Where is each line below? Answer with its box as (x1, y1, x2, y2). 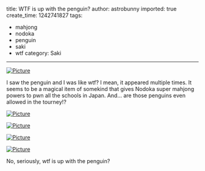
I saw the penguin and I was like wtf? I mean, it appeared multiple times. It (6, 79, 192, 86)
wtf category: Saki (15, 49, 62, 57)
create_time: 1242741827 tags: (6, 12, 83, 19)
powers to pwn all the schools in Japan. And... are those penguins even (6, 92, 186, 99)
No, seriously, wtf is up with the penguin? (6, 158, 110, 164)
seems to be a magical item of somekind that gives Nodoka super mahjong (6, 85, 195, 92)
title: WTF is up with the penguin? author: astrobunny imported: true (6, 5, 177, 12)
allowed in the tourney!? (6, 98, 67, 106)
